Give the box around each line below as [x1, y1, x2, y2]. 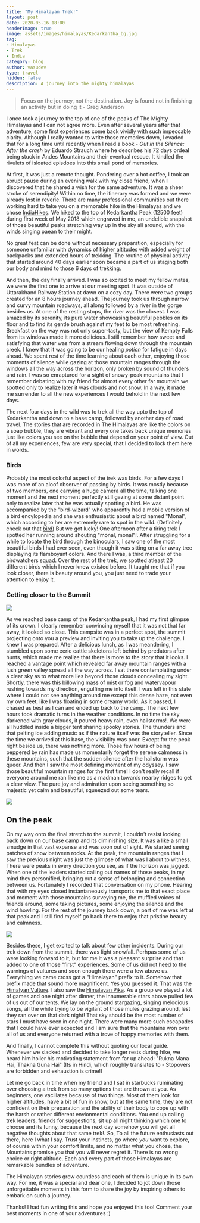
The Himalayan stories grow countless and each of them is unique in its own [6, 1173, 193, 1180]
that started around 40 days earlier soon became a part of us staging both [6, 259, 189, 265]
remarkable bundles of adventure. [6, 1162, 90, 1169]
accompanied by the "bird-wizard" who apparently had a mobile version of [6, 506, 190, 513]
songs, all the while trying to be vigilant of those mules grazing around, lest [6, 1005, 190, 1013]
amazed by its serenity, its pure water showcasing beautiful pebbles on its [6, 314, 188, 321]
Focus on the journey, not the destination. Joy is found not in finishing [20, 97, 192, 104]
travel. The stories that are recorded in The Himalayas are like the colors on [6, 421, 191, 428]
